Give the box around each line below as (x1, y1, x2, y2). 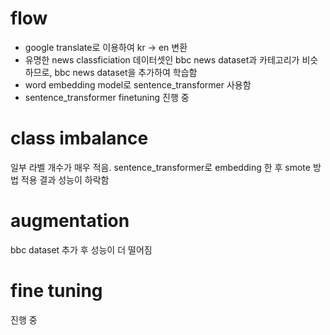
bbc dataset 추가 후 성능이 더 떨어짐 (10, 243, 153, 256)
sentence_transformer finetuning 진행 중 (24, 91, 190, 103)
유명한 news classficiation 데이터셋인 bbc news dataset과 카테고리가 (24, 53, 300, 66)
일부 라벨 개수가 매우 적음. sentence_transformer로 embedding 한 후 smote (10, 161, 311, 173)
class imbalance (10, 127, 149, 150)
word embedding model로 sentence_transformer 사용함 (24, 78, 252, 91)
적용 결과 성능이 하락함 (20, 173, 110, 186)
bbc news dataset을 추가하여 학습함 (54, 66, 198, 78)
